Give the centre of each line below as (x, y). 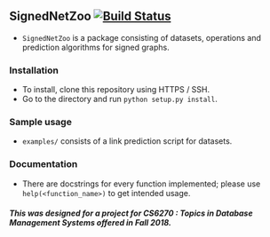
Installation (34, 70)
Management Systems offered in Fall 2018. (90, 223)
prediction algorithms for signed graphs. (96, 47)
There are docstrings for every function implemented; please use (141, 184)
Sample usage (41, 122)
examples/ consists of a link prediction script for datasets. (127, 141)
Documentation (44, 164)
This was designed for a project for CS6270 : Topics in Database (131, 213)
